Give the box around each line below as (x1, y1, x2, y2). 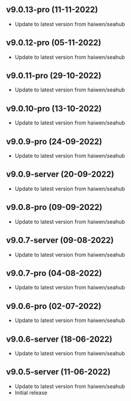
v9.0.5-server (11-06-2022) (6, 367, 111, 377)
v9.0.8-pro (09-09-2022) (6, 202, 103, 212)
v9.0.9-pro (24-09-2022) (6, 136, 103, 147)
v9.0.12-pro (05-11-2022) (6, 38, 102, 48)
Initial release (14, 389, 47, 396)
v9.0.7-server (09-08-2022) (6, 235, 114, 246)
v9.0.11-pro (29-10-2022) (6, 71, 102, 81)
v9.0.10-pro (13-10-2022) (6, 103, 102, 113)
